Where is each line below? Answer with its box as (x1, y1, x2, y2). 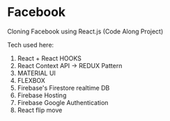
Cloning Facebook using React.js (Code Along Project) (7, 27, 164, 35)
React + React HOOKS (17, 54, 82, 63)
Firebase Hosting (17, 91, 67, 99)
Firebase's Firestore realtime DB (17, 83, 110, 92)
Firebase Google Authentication (17, 98, 109, 106)
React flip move (17, 106, 63, 114)
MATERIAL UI (17, 69, 56, 77)
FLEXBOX (17, 76, 45, 84)
